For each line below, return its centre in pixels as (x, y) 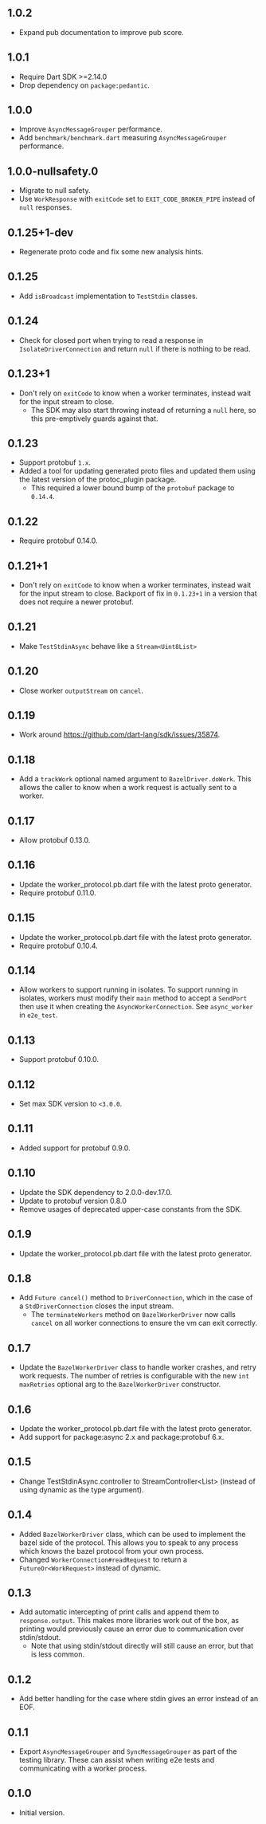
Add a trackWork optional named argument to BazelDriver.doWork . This (135, 779)
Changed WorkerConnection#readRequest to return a (103, 1559)
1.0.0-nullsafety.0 (53, 171)
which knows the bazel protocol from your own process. (111, 1551)
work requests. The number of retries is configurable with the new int (134, 1376)
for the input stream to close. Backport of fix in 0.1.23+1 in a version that (138, 593)
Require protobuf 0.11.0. (57, 893)
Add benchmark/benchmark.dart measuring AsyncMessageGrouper (123, 138)
